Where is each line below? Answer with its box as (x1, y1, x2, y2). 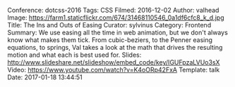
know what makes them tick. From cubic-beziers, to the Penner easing (7, 36, 213, 44)
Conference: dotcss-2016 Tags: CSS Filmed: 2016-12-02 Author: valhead (7, 6, 219, 14)
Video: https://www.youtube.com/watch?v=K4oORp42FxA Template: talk (7, 66, 220, 74)
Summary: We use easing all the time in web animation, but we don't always (7, 28, 228, 36)
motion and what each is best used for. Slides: (7, 51, 142, 59)
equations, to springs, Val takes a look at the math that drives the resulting (7, 43, 223, 51)
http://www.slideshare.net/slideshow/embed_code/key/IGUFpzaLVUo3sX (7, 58, 220, 66)
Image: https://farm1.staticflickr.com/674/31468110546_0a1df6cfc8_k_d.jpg (7, 13, 224, 22)
